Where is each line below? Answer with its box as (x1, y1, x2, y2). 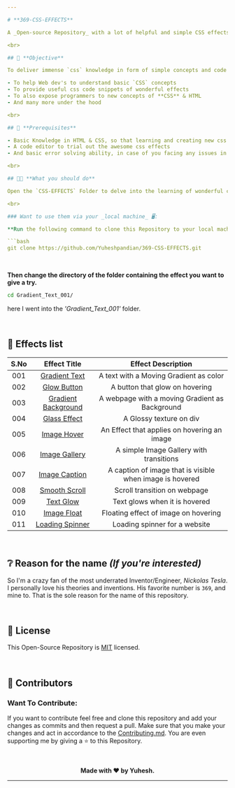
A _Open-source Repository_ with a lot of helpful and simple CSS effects (7, 29, 230, 36)
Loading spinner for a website (112, 519, 211, 529)
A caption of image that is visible (108, 465, 215, 475)
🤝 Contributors (7, 677, 73, 689)
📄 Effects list (7, 338, 63, 350)
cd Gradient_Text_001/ (7, 292, 73, 299)
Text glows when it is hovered (112, 496, 211, 506)
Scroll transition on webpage (114, 485, 208, 495)
